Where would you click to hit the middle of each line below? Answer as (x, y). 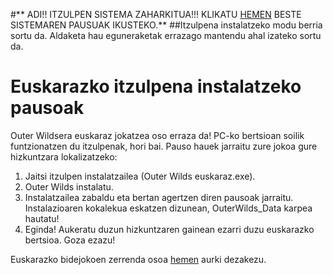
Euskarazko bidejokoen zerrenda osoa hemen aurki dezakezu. (138, 259)
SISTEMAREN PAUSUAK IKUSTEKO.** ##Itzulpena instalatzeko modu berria (166, 25)
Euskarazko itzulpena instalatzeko (156, 86)
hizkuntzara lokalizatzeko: (64, 156)
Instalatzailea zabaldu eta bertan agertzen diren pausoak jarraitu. (159, 197)
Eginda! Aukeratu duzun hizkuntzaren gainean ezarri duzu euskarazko (169, 229)
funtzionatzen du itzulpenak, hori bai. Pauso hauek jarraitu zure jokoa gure (164, 146)
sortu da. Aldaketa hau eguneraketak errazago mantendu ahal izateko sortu (166, 35)
